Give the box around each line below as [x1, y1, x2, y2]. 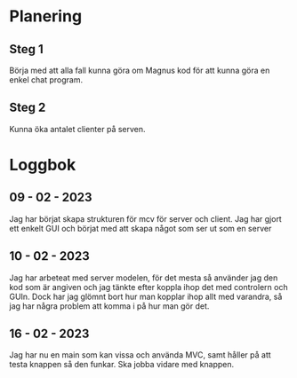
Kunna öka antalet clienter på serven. [9, 123, 146, 134]
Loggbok [9, 155, 76, 175]
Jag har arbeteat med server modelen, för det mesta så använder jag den [9, 272, 278, 283]
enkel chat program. [9, 75, 83, 85]
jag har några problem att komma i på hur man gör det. [9, 300, 210, 311]
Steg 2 [9, 100, 46, 115]
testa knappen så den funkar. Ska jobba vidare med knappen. [9, 359, 235, 370]
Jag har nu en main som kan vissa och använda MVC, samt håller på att [9, 350, 271, 360]
